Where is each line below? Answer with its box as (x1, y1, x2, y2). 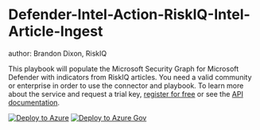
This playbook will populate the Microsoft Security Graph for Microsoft (8, 63, 239, 73)
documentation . (8, 97, 60, 107)
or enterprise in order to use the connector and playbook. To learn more (8, 81, 244, 90)
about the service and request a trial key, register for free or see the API (8, 89, 244, 98)
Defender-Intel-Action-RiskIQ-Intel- (8, 6, 250, 24)
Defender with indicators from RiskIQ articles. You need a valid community (8, 72, 252, 82)
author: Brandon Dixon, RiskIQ (8, 48, 107, 58)
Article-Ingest (8, 22, 103, 40)
